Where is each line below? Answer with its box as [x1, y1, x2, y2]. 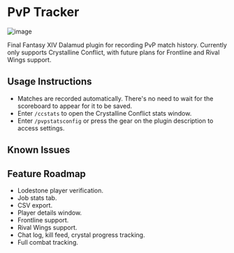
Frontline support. [17, 215, 69, 224]
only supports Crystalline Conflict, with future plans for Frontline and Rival [7, 48, 220, 56]
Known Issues [7, 144, 71, 156]
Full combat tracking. [17, 238, 79, 246]
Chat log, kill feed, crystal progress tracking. [17, 231, 145, 239]
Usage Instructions [7, 76, 92, 88]
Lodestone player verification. [17, 186, 103, 194]
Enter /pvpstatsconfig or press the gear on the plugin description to [17, 116, 214, 125]
